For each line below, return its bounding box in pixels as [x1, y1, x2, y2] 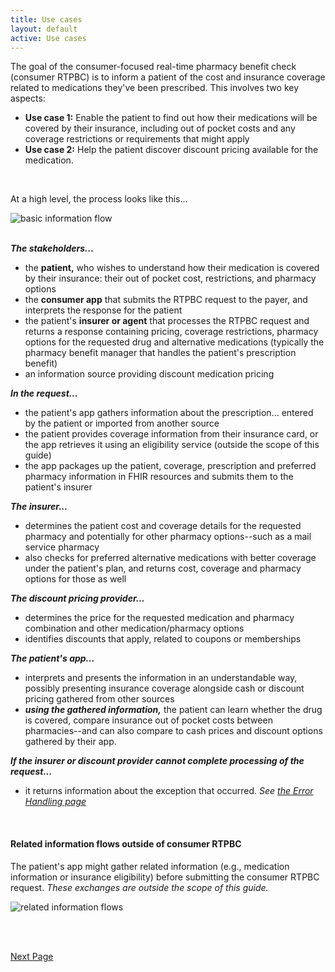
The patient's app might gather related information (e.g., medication [10, 860, 290, 872]
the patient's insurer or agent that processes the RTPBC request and [24, 315, 310, 327]
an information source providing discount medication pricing [24, 368, 275, 380]
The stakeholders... [10, 242, 95, 255]
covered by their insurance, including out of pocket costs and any [24, 122, 296, 135]
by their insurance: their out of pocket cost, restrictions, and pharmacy [24, 272, 317, 285]
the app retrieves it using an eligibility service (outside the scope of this [24, 439, 320, 451]
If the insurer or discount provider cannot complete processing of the [10, 755, 305, 767]
